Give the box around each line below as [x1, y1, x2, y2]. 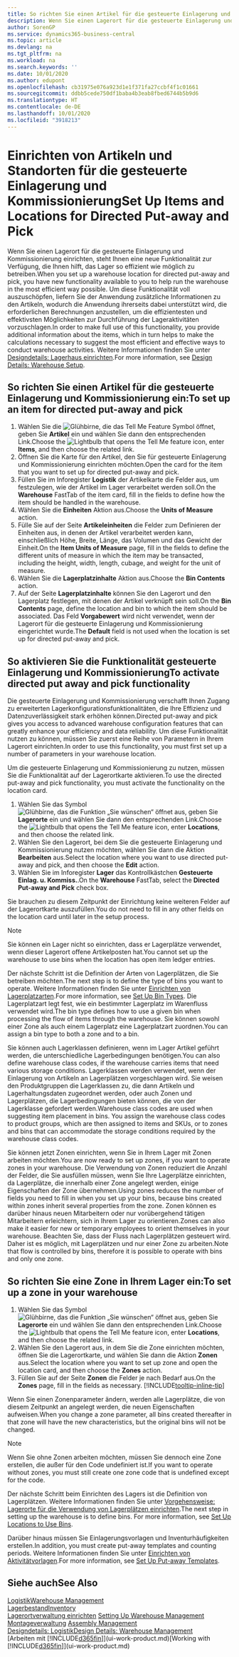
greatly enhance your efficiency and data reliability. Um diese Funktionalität [7, 727, 228, 736]
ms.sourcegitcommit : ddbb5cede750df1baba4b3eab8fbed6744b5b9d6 [7, 90, 199, 97]
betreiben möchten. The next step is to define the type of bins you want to [7, 977, 223, 985]
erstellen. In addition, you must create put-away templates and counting [7, 1541, 217, 1549]
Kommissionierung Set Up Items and [7, 193, 225, 209]
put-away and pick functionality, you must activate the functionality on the [7, 779, 225, 787]
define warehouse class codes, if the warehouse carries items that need [7, 1059, 219, 1068]
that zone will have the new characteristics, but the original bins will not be [7, 1418, 226, 1426]
